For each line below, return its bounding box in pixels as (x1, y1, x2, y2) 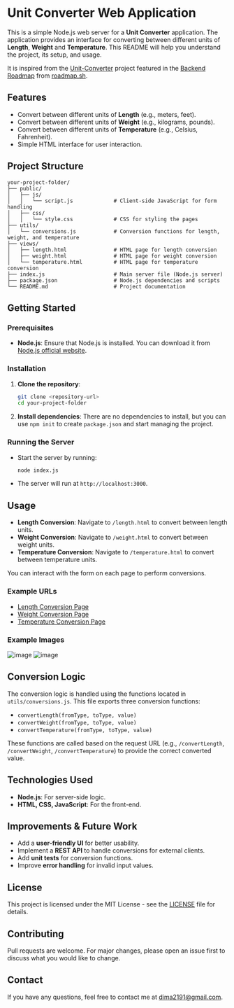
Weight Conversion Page (17, 610, 89, 618)
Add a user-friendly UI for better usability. (17, 839, 140, 848)
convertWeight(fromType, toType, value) (17, 719, 137, 726)
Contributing (7, 927, 64, 939)
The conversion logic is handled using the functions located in (7, 689, 187, 698)
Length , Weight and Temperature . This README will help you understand (7, 43, 221, 51)
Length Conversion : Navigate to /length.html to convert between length (17, 518, 228, 526)
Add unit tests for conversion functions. (17, 854, 133, 862)
